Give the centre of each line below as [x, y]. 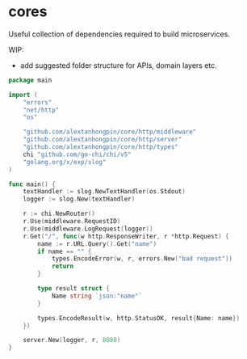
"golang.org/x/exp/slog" [65, 162]
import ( [23, 95]
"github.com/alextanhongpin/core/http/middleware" [110, 132]
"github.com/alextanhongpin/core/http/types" [101, 147]
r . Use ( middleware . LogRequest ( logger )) [88, 229]
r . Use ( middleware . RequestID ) [72, 222]
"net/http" [41, 110]
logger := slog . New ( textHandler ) [79, 199]
